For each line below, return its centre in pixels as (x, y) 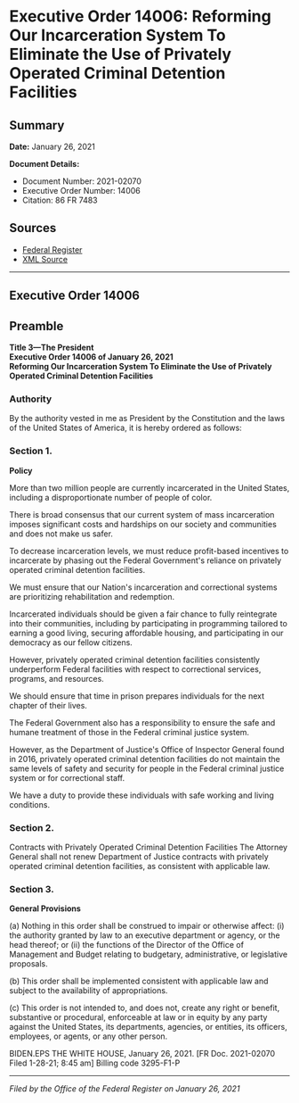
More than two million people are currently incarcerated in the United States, (149, 487)
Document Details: (44, 164)
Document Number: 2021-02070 (82, 181)
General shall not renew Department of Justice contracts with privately (139, 856)
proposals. (29, 964)
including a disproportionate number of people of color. (111, 497)
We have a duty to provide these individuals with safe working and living (141, 795)
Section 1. (31, 451)
